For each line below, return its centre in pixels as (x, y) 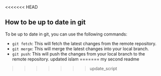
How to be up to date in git (45, 22)
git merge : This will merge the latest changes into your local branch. (80, 49)
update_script (104, 68)
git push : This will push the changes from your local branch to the (78, 54)
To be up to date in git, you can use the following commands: (66, 34)
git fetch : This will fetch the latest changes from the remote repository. (84, 43)
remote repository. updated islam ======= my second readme (76, 59)
